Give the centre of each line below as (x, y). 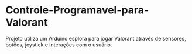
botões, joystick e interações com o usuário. (59, 45)
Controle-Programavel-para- (77, 10)
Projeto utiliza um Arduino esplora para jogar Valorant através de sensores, (96, 38)
